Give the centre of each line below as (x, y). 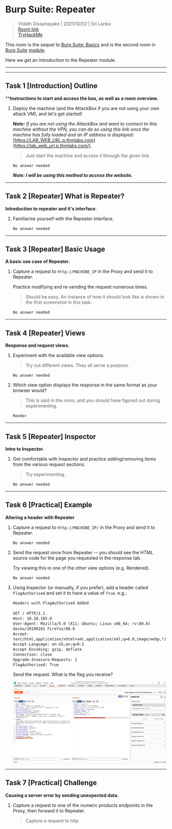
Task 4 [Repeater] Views (45, 333)
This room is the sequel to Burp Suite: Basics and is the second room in (80, 44)
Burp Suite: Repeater (50, 10)
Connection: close (32, 655)
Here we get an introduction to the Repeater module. (61, 60)
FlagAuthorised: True (36, 665)
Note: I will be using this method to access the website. (73, 175)
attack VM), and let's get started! (47, 114)
